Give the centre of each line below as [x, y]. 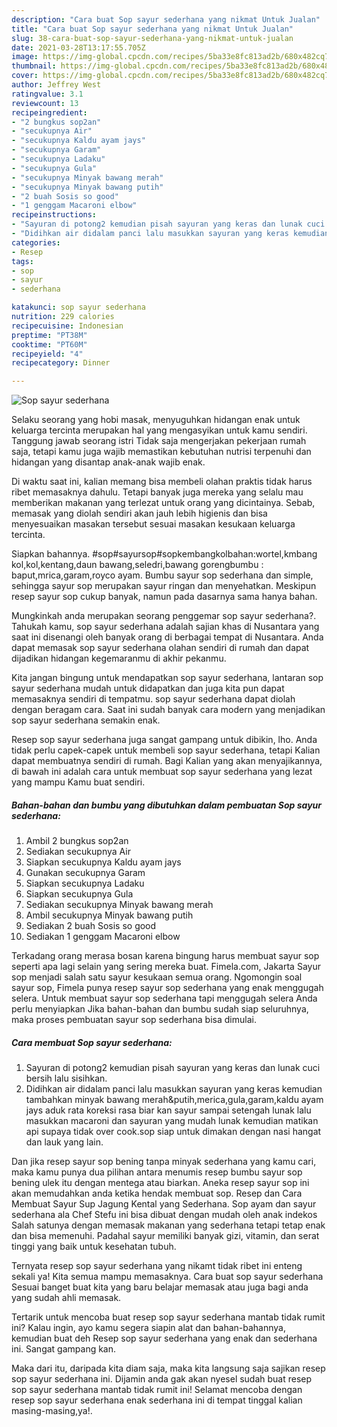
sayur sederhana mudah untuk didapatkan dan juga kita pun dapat [148, 688]
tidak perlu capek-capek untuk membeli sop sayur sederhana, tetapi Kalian [166, 750]
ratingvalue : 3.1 [47, 94]
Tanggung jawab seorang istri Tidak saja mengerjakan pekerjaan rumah [159, 441]
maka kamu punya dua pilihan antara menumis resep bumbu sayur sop [157, 1172]
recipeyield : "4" [47, 354]
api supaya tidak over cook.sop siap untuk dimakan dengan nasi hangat [173, 1132]
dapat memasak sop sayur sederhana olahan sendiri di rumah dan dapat [160, 648]
